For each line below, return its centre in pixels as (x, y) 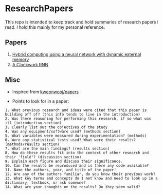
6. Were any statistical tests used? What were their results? (71, 140)
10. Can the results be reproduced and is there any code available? (77, 165)
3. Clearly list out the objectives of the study (56, 127)
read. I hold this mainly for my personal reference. (55, 27)
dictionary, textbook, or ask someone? (45, 183)
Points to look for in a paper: (40, 101)
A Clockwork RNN (30, 64)
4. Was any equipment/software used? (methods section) (63, 131)
